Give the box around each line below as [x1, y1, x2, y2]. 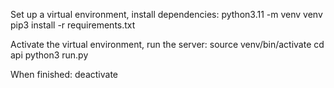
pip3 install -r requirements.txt [10, 19, 136, 31]
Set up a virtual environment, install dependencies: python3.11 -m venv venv [10, 9, 323, 20]
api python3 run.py [10, 49, 89, 61]
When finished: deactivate [10, 69, 119, 80]
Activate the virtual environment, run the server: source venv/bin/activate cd [10, 39, 325, 50]
